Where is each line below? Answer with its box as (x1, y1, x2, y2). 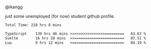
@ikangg (5, 4, 23, 10)
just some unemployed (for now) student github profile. (5, 13, 115, 19)
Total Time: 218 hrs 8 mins (5, 23, 62, 27)
